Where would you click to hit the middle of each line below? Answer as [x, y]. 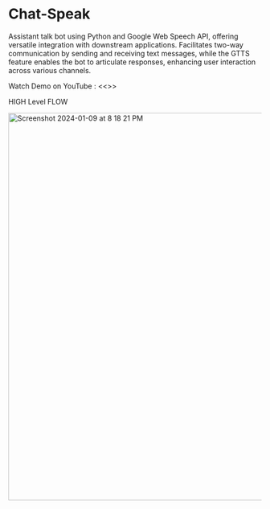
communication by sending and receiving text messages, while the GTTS [129, 53]
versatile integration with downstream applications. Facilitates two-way [126, 44]
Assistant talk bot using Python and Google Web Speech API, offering [123, 36]
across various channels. [50, 70]
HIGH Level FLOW [38, 101]
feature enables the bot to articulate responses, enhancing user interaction [132, 62]
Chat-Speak [49, 14]
